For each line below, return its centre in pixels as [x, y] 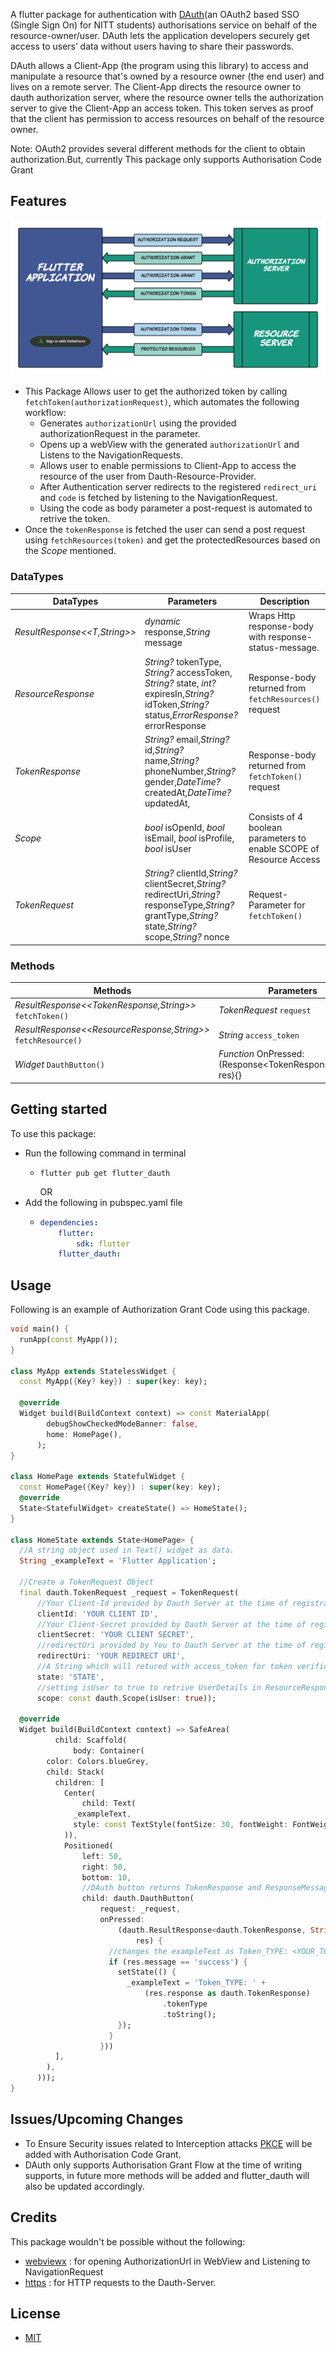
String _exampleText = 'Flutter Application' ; [118, 1561]
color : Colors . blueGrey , [98, 1761]
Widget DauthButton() [59, 1065]
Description [284, 601]
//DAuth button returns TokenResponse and [171, 1888]
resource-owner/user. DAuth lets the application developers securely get [160, 35]
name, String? [172, 760]
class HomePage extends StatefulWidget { [98, 1477]
